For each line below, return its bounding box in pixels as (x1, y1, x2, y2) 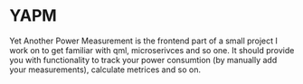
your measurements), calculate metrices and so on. (9, 64, 202, 75)
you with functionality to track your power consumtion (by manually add (9, 54, 278, 65)
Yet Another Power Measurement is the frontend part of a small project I (9, 35, 279, 46)
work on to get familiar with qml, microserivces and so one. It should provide (9, 44, 295, 55)
